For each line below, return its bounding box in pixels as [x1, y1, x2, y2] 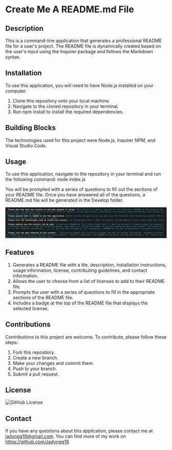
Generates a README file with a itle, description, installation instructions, [12, 261, 167, 268]
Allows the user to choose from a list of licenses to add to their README [12, 278, 165, 284]
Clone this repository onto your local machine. [12, 97, 111, 104]
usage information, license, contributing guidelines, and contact [12, 267, 147, 273]
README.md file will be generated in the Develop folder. [5, 197, 124, 203]
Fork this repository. [12, 349, 55, 355]
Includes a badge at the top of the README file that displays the [12, 300, 148, 306]
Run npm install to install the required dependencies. [12, 109, 124, 115]
